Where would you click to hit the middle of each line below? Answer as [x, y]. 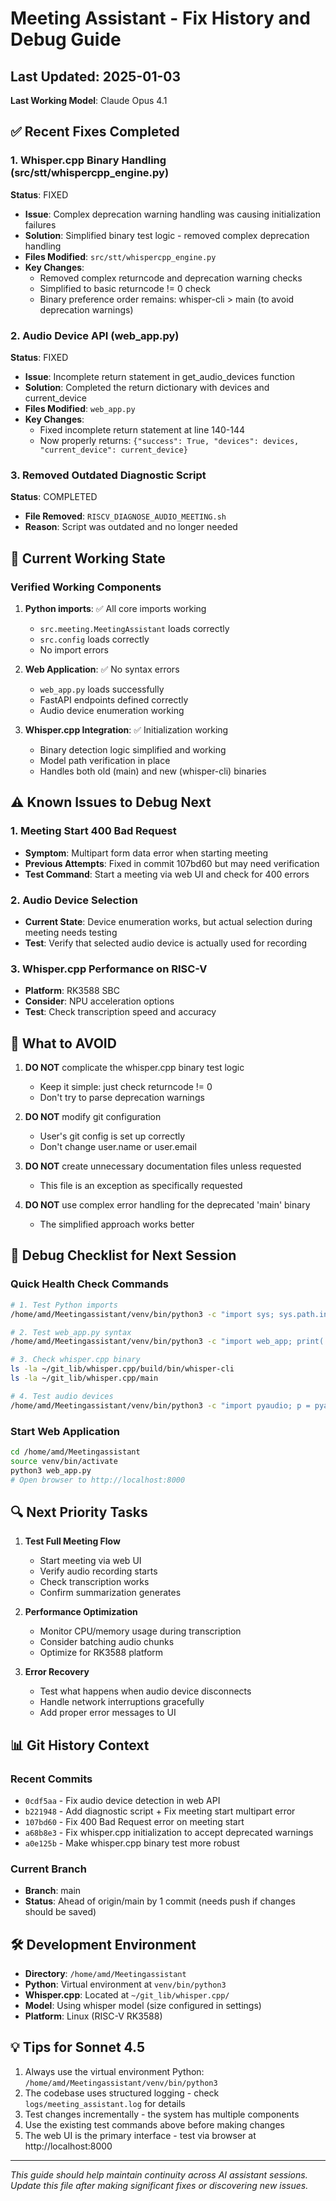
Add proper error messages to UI [108, 1713]
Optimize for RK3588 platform [101, 1653]
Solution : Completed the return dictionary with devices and [147, 387]
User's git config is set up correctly [112, 1136]
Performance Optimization [81, 1612]
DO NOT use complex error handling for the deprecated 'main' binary [167, 1205]
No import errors [74, 649]
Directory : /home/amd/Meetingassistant [105, 1974]
